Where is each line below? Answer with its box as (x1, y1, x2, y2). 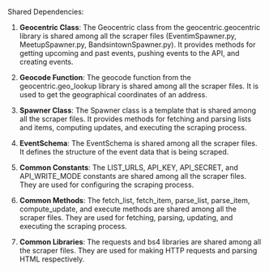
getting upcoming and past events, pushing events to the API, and (19, 49, 240, 57)
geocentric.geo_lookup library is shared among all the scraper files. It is (19, 81, 259, 91)
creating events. (19, 57, 74, 66)
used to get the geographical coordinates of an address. (19, 90, 208, 100)
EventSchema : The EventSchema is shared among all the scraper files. (19, 138, 258, 148)
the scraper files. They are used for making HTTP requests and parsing (19, 246, 258, 255)
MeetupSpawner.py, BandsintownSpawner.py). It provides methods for (19, 40, 256, 49)
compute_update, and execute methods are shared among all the (19, 204, 237, 214)
